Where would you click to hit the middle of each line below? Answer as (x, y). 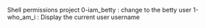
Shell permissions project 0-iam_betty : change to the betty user (99, 10)
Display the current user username (90, 17)
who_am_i (22, 17)
